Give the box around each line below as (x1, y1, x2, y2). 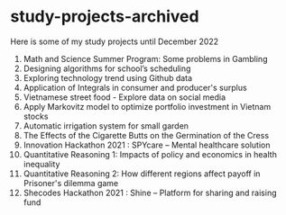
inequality (23, 158, 60, 169)
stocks (23, 111, 49, 121)
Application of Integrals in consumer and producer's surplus (23, 82, 247, 93)
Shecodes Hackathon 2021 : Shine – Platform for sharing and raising (23, 187, 278, 198)
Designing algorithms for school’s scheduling (23, 63, 191, 74)
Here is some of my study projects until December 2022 (10, 36, 219, 47)
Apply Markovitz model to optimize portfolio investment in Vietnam (23, 101, 272, 112)
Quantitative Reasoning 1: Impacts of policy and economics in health (23, 148, 278, 159)
